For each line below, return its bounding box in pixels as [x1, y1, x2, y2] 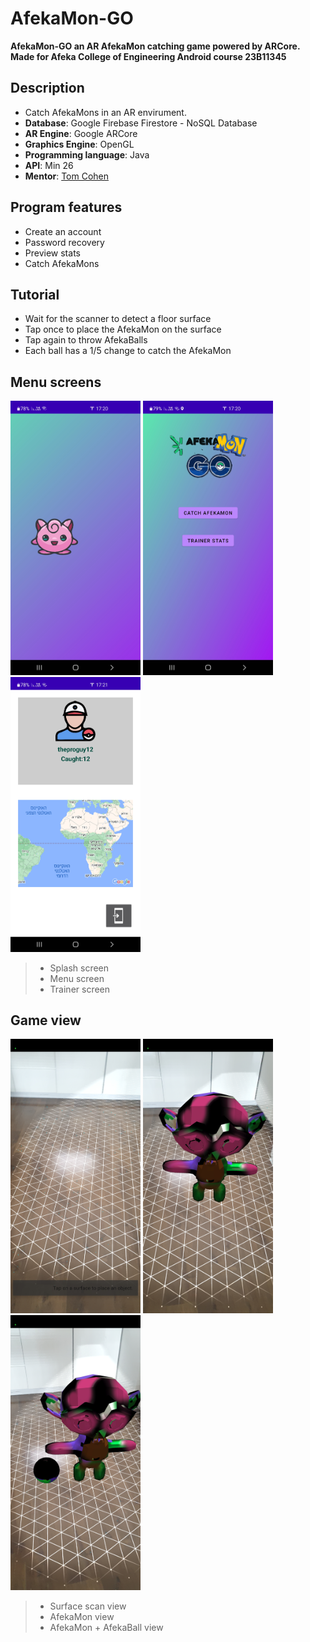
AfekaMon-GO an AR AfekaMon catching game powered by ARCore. [10, 40, 301, 52]
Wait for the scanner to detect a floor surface [24, 313, 212, 325]
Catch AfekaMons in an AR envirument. [24, 106, 187, 118]
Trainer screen [49, 983, 111, 995]
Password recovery [24, 236, 105, 248]
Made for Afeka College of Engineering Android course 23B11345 [10, 50, 287, 62]
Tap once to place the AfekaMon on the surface [24, 323, 222, 336]
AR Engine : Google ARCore [24, 127, 138, 139]
